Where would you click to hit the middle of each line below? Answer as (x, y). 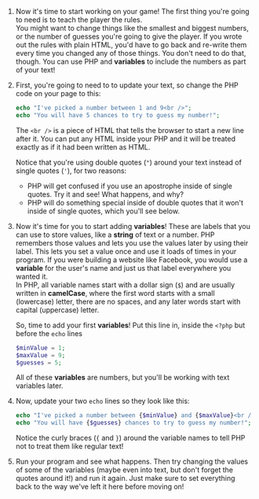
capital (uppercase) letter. (57, 309)
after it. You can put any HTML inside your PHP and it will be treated (125, 139)
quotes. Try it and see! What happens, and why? (106, 194)
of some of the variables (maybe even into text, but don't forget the (124, 470)
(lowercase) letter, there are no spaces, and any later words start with (128, 301)
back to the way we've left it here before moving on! (100, 486)
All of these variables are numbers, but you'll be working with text (122, 378)
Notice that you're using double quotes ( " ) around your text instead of (128, 162)
